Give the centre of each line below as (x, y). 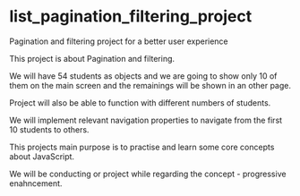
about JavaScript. (42, 156)
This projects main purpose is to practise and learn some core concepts (142, 147)
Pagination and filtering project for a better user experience (119, 41)
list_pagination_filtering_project (131, 17)
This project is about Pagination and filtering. (92, 58)
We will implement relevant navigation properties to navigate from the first (146, 120)
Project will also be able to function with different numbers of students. (140, 102)
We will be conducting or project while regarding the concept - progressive (148, 174)
